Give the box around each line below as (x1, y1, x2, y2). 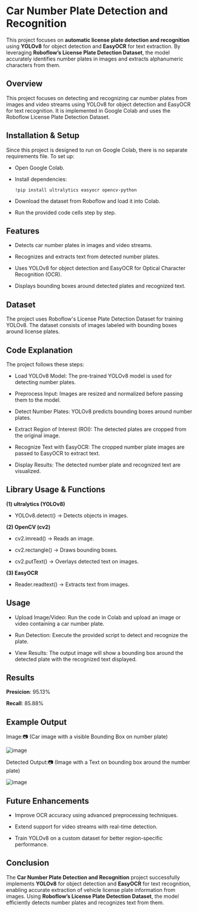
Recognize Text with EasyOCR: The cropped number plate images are (14, 443, 185, 450)
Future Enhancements (6, 796, 90, 806)
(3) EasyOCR (6, 569, 38, 576)
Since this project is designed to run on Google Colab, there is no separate (6, 146, 188, 153)
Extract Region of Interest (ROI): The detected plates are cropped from (14, 425, 187, 433)
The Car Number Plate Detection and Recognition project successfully (6, 873, 180, 881)
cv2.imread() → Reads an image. (14, 535, 95, 542)
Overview (6, 79, 43, 89)
